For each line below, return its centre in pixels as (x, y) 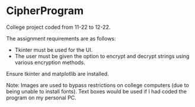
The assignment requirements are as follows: (61, 38)
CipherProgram (45, 11)
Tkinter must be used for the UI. (54, 50)
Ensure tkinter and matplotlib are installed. (57, 73)
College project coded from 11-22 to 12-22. (58, 27)
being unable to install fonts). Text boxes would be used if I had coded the (96, 91)
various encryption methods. (50, 62)
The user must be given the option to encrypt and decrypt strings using (102, 56)
